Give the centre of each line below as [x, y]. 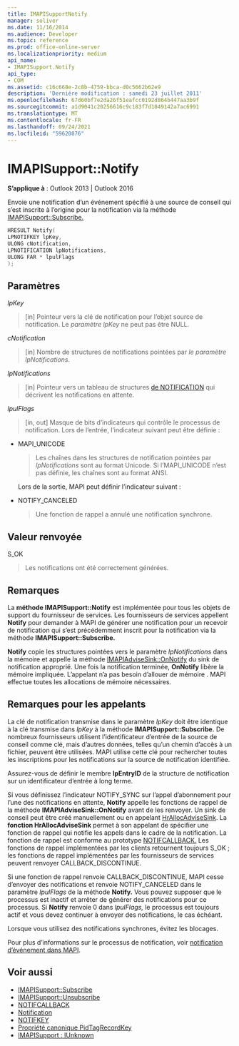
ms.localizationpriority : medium [57, 54]
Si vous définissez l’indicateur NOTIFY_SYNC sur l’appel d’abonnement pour [119, 794]
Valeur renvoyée [45, 537]
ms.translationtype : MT [43, 113]
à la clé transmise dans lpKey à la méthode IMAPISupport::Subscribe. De [116, 729]
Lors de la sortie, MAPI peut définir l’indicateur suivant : [99, 487]
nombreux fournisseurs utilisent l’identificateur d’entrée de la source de [112, 736]
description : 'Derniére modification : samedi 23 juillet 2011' [105, 93]
